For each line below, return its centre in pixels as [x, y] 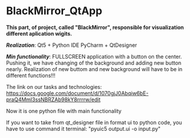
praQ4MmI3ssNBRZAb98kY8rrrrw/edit [53, 100]
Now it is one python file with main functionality [64, 111]
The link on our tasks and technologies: [54, 86]
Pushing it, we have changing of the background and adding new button [94, 63]
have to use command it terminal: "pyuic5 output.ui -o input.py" [83, 129]
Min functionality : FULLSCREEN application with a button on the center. [94, 56]
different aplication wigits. [39, 33]
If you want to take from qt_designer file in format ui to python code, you [94, 122]
